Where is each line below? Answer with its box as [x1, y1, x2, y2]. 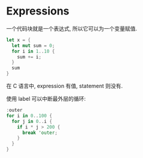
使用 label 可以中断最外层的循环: [6, 95, 86, 103]
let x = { [6, 37, 31, 43]
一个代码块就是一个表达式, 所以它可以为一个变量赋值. [6, 25, 138, 32]
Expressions [6, 4, 70, 18]
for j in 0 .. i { [11, 118, 52, 124]
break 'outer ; [22, 130, 58, 136]
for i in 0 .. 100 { [6, 113, 52, 119]
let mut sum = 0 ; [11, 42, 55, 49]
